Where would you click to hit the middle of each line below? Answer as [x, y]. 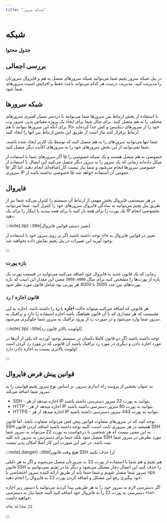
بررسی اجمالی [26, 66]
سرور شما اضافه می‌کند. [28, 391]
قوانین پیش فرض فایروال [40, 374]
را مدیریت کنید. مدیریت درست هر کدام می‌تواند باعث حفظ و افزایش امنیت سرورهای [84, 83]
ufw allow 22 [19, 507]
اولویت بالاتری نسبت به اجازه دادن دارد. [42, 348]
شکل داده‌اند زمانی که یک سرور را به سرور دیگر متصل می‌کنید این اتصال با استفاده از [84, 162]
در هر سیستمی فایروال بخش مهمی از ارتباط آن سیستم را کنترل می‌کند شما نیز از [81, 200]
